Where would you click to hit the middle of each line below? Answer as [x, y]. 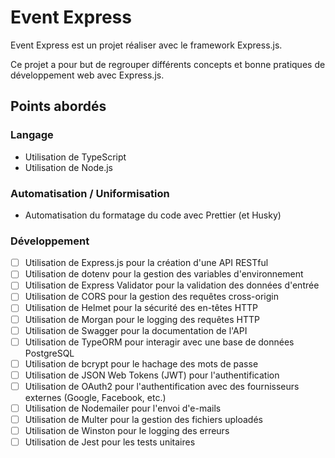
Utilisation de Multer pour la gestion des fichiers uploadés [143, 419]
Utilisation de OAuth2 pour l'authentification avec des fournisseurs [162, 386]
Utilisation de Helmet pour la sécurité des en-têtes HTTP [141, 308]
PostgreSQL [49, 353]
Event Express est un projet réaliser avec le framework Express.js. [146, 45]
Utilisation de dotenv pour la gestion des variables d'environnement [164, 274]
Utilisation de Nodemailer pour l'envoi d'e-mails [123, 408]
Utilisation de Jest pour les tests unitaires [110, 442]
